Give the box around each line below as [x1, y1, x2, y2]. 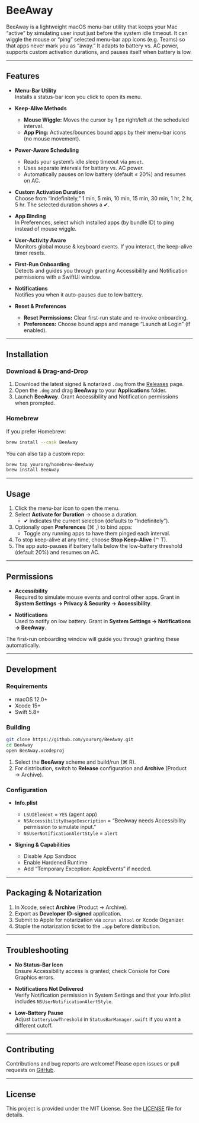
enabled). [23, 327, 47, 334]
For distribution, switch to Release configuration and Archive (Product [14, 764, 187, 771]
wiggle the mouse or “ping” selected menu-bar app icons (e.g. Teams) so [6, 36, 185, 43]
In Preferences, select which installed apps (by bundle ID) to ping [14, 219, 175, 226]
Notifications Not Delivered [14, 985, 84, 992]
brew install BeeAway [6, 467, 60, 473]
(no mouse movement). [23, 135, 81, 142]
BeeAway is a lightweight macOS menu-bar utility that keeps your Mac [6, 23, 178, 30]
